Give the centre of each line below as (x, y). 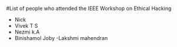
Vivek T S (26, 26)
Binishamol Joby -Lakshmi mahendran (61, 38)
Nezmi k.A (27, 32)
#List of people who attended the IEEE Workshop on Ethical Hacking (89, 8)
